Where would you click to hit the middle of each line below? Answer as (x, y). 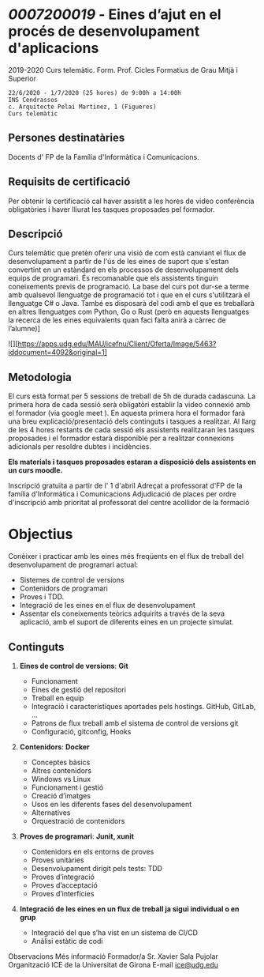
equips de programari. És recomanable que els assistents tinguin (113, 278)
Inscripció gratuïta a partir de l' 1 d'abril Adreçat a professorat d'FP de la (125, 486)
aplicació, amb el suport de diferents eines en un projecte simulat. (126, 622)
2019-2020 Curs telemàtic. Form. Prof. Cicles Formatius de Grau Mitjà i (123, 70)
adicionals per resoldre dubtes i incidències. (80, 447)
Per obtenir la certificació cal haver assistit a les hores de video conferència (131, 201)
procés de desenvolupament (104, 31)
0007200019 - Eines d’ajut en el (115, 15)
